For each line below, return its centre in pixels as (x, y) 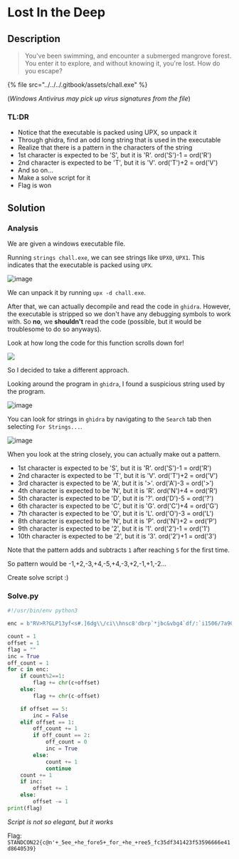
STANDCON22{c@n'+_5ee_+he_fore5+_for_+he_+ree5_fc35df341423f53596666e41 (119, 842)
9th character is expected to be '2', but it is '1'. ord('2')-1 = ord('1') (114, 529)
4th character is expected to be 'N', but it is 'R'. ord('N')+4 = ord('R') (118, 490)
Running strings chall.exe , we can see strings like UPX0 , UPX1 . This (106, 257)
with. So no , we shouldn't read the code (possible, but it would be (105, 321)
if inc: (31, 782)
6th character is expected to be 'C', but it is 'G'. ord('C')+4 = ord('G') (118, 506)
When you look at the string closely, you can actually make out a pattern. (114, 454)
